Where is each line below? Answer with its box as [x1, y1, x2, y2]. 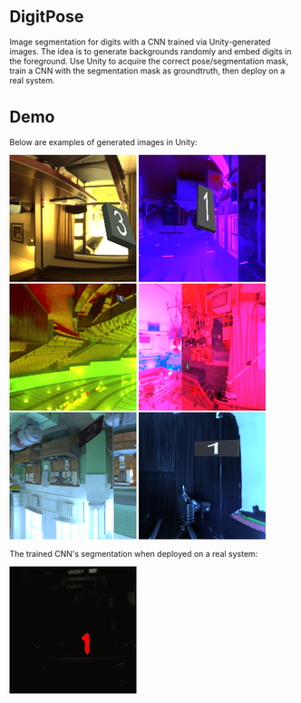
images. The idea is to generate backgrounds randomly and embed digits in [9, 45, 292, 56]
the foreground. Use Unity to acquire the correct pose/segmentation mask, [9, 55, 289, 66]
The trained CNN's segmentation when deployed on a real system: [9, 548, 258, 559]
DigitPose [9, 6, 84, 27]
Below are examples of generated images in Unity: [9, 136, 198, 147]
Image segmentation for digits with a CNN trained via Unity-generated [9, 36, 271, 47]
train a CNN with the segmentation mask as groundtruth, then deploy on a [9, 65, 286, 76]
